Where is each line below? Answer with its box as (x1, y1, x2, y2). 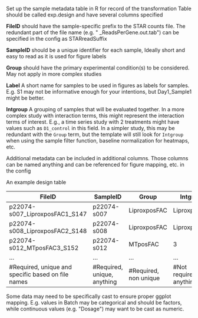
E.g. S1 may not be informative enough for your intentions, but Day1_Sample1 (6, 88, 192, 95)
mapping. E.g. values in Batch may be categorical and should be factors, (6, 299, 182, 306)
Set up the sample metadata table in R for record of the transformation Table (6, 5, 192, 12)
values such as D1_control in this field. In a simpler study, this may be (6, 125, 175, 131)
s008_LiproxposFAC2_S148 (9, 227, 87, 235)
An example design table (6, 179, 67, 185)
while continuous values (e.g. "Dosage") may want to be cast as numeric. (6, 306, 184, 312)
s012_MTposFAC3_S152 (9, 244, 79, 252)
